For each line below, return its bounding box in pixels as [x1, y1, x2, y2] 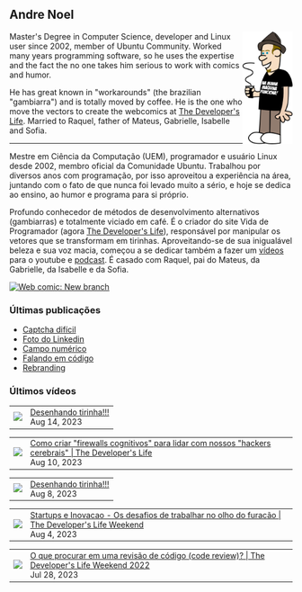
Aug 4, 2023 [30, 528, 78, 539]
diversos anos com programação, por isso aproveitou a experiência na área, [9, 170, 291, 181]
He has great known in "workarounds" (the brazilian [9, 86, 201, 97]
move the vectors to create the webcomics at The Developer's [9, 105, 240, 116]
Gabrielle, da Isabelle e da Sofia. [9, 264, 129, 274]
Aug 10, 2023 [30, 457, 83, 468]
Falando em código [22, 353, 94, 363]
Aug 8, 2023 [30, 488, 78, 498]
